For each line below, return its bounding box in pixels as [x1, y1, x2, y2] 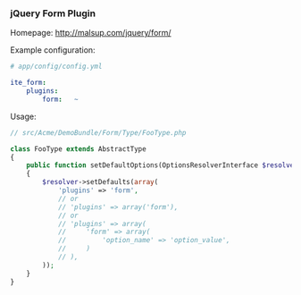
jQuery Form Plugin [10, 7, 96, 20]
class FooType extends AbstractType [10, 144, 146, 154]
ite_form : [10, 79, 47, 88]
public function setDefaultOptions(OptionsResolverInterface [26, 161, 258, 170]
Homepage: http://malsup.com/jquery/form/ [10, 28, 172, 38]
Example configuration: [10, 45, 96, 55]
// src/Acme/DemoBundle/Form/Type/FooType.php [10, 128, 187, 137]
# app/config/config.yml [10, 62, 103, 72]
